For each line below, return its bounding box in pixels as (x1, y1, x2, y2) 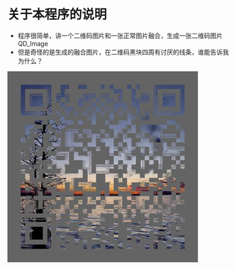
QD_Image (17, 39, 48, 48)
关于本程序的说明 (7, 6, 108, 23)
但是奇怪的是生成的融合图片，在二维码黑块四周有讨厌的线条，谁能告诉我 (17, 48, 229, 56)
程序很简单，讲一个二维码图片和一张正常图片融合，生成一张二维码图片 (17, 31, 223, 40)
